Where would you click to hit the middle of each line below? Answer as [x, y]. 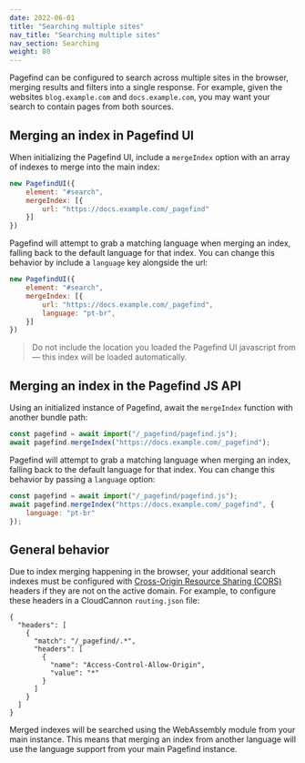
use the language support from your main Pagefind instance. [123, 749]
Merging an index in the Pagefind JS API [125, 386]
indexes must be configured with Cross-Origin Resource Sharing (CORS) [146, 581]
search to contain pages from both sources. [92, 107]
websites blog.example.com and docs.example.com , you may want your [140, 97]
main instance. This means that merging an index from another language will [153, 739]
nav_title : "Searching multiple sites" [85, 35]
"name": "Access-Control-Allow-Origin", [127, 666]
